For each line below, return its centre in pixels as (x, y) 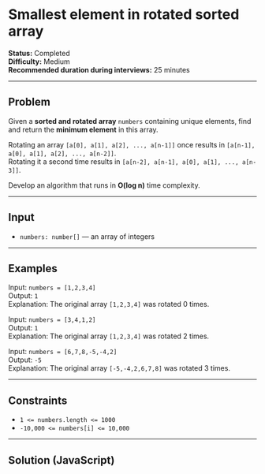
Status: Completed (39, 53)
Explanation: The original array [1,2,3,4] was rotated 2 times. (109, 336)
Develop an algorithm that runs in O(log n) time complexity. (104, 185)
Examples (33, 269)
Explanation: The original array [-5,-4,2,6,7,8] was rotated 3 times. (119, 368)
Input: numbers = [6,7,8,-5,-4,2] (63, 352)
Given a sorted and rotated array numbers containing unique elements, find (130, 121)
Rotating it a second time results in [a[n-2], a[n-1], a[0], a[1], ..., (123, 161)
